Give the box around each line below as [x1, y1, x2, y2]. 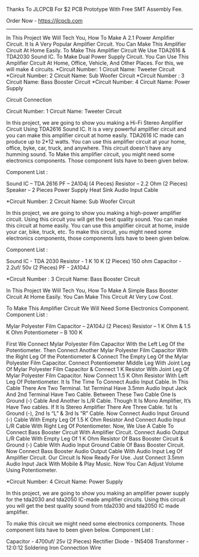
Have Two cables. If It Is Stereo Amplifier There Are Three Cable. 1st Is [6, 404, 178, 410]
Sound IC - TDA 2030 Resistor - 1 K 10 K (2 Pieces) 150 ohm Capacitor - [6, 258, 182, 264]
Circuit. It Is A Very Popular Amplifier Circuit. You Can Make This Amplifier [6, 40, 187, 48]
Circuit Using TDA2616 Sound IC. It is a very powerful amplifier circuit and [6, 125, 187, 132]
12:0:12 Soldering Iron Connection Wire [6, 544, 102, 551]
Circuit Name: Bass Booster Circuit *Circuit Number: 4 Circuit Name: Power [6, 78, 191, 86]
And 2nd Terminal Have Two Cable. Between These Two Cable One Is [6, 391, 176, 398]
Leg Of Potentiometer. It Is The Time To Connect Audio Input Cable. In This [6, 378, 189, 385]
